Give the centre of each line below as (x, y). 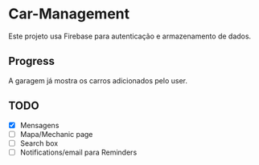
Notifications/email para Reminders (78, 152)
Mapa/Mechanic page (56, 134)
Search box (39, 143)
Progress (31, 61)
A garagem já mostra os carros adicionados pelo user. (98, 80)
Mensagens (39, 125)
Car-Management (69, 14)
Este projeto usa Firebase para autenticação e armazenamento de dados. (130, 36)
